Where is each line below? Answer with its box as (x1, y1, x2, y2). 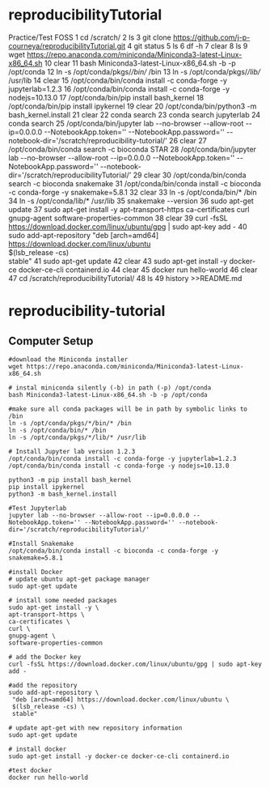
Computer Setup (8, 334, 94, 347)
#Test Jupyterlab (8, 504, 67, 512)
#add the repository (8, 681, 78, 689)
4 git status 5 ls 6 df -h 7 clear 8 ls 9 (127, 40, 248, 50)
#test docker (8, 766, 53, 774)
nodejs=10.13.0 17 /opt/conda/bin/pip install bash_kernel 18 (8, 92, 205, 102)
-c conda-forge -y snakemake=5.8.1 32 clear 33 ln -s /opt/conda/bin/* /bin (8, 187, 257, 197)
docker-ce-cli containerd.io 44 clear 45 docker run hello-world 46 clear (19, 265, 258, 275)
